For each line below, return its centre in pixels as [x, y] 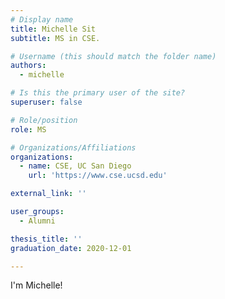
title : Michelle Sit [53, 29]
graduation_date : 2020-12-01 [71, 248]
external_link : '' [48, 194]
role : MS [28, 129]
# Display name [42, 19]
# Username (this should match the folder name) [113, 56]
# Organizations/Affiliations [73, 147]
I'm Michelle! [36, 285]
